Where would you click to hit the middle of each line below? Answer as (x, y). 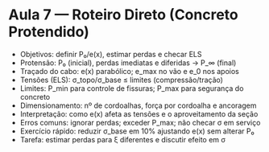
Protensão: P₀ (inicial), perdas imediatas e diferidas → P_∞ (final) (128, 63)
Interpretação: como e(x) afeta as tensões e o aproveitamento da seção (139, 113)
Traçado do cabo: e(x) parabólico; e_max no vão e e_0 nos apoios (129, 71)
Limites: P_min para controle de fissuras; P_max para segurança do (132, 88)
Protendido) (49, 32)
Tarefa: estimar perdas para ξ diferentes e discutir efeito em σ (123, 139)
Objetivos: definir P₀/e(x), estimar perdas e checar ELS (111, 54)
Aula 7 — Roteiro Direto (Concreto (124, 15)
